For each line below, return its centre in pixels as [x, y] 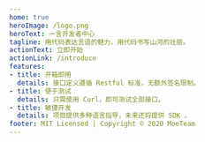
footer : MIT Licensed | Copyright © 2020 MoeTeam [102, 124]
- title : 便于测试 [41, 91]
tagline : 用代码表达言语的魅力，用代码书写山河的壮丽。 [99, 42]
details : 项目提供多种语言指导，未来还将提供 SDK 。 [104, 116]
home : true [29, 17]
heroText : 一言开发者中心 [52, 34]
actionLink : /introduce [53, 58]
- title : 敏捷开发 [41, 108]
